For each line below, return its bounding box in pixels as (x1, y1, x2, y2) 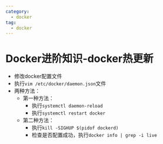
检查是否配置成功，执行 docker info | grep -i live (31, 132, 157, 139)
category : (5, 8, 30, 15)
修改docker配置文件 (14, 73, 62, 80)
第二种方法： (22, 117, 54, 124)
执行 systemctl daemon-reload (31, 102, 104, 109)
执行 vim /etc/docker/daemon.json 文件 (14, 80, 107, 87)
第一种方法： (22, 95, 54, 102)
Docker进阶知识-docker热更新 (5, 52, 154, 65)
